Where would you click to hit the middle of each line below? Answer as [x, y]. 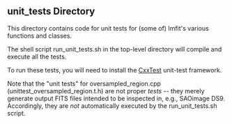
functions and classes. [39, 36]
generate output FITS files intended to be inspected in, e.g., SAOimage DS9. [116, 98]
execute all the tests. [37, 56]
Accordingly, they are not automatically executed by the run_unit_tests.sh [112, 106]
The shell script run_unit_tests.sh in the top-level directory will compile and [115, 49]
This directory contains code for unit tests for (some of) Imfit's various [108, 28]
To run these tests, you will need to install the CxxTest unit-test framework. [115, 70]
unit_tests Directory [51, 11]
